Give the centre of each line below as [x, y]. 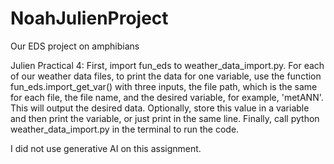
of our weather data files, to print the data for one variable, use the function [166, 76]
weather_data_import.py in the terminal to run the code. [125, 129]
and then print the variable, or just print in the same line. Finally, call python [165, 118]
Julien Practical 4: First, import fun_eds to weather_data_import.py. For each [167, 65]
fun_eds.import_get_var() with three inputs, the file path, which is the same [164, 86]
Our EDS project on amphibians [75, 46]
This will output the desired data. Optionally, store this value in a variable [160, 108]
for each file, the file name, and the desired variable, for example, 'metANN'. [167, 97]
